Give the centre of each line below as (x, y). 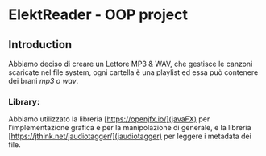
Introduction (40, 45)
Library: (24, 101)
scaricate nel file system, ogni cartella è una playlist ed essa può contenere (133, 72)
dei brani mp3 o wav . (44, 81)
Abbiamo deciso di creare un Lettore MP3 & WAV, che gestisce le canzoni (131, 64)
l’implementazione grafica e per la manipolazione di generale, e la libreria (130, 128)
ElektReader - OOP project (98, 15)
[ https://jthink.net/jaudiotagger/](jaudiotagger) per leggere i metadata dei (130, 136)
